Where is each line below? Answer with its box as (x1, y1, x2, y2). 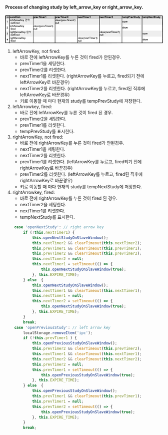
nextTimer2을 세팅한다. (19, 202, 66, 208)
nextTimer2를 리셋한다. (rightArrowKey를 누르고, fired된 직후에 (19, 86, 145, 92)
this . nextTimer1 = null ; (31, 293, 84, 298)
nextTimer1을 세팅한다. (19, 146, 65, 152)
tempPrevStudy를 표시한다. (19, 128, 75, 135)
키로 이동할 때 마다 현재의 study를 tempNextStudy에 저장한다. (19, 184, 142, 190)
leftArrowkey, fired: (12, 104, 52, 110)
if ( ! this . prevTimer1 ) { (23, 335, 77, 340)
